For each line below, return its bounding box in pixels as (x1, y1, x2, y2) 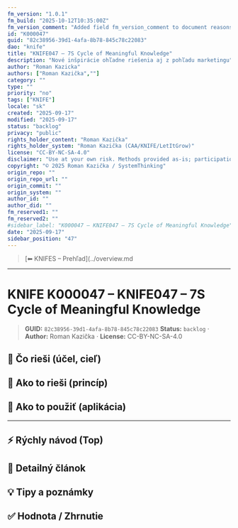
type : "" (7, 83, 33, 90)
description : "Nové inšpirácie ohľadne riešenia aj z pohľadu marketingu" (7, 57, 233, 64)
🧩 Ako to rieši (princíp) (7, 377, 108, 389)
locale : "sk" (7, 103, 46, 110)
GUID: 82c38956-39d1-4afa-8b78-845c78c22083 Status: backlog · (24, 325, 210, 333)
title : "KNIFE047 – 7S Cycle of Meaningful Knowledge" (7, 50, 173, 58)
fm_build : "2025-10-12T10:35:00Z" (7, 17, 110, 24)
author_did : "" (7, 202, 52, 210)
